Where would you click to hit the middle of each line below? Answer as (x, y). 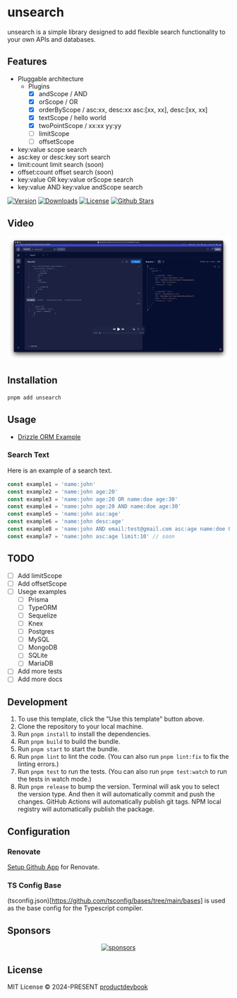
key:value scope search (52, 150)
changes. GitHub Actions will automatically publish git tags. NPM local (119, 802)
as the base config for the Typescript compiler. (75, 908)
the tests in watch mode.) (54, 779)
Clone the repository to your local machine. (80, 726)
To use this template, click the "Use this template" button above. (111, 719)
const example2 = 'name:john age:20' (63, 492)
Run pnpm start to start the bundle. (68, 749)
